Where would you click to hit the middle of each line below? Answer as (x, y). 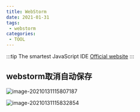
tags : (13, 23)
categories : (21, 34)
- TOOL (17, 39)
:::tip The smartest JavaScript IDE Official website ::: (70, 56)
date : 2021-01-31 (28, 17)
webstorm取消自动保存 (49, 77)
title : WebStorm (26, 12)
